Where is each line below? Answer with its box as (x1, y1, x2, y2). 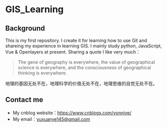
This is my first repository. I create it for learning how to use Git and (5, 37, 147, 43)
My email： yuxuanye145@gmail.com (12, 116, 90, 122)
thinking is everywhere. (17, 70, 67, 76)
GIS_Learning (5, 4, 64, 15)
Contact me (5, 95, 43, 104)
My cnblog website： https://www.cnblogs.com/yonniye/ (12, 110, 132, 116)
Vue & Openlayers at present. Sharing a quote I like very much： (5, 49, 140, 55)
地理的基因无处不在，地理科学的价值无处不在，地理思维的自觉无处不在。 (5, 81, 157, 86)
